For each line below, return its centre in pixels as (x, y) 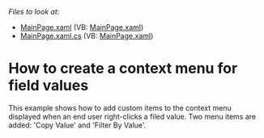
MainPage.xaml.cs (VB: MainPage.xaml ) (87, 36)
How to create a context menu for (123, 69)
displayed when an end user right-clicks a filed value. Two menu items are (132, 116)
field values (49, 86)
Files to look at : (34, 12)
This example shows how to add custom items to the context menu (120, 107)
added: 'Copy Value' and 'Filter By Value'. (77, 125)
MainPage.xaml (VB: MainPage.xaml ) (82, 27)
